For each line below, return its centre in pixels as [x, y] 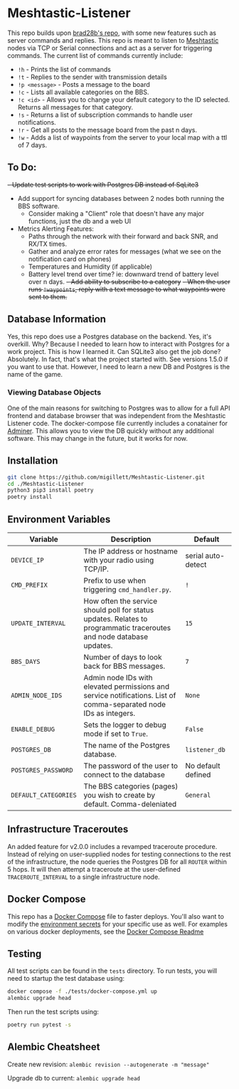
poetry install [30, 497]
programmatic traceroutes [127, 627]
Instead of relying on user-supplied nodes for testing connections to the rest [119, 854]
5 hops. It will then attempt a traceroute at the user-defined [94, 869]
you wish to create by [119, 795]
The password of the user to [131, 766]
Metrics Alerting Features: [56, 229]
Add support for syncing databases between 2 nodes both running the [121, 198]
